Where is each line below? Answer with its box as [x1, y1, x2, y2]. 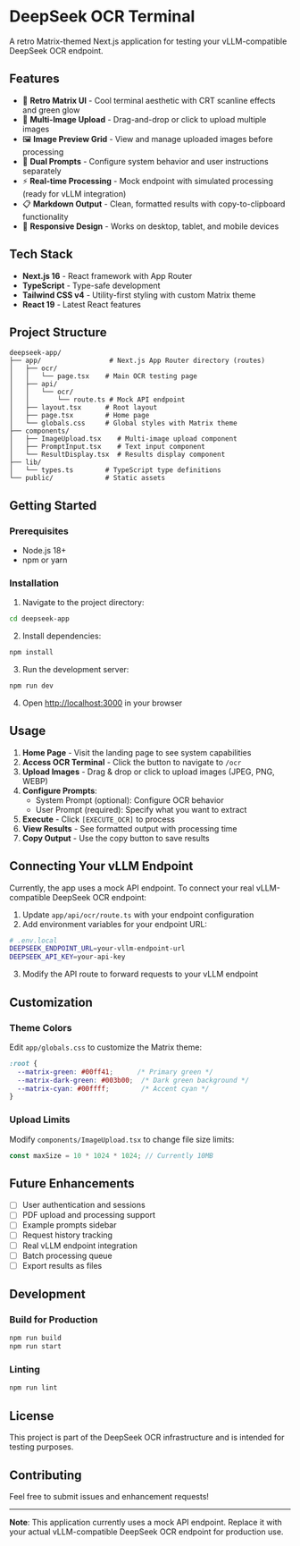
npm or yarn [21, 554, 68, 565]
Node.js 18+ [21, 545, 67, 556]
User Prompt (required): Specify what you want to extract [35, 804, 247, 815]
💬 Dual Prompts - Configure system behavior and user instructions [21, 156, 270, 166]
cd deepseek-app [9, 614, 70, 623]
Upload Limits [9, 1113, 71, 1126]
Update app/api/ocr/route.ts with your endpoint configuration [21, 909, 254, 920]
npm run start [9, 1342, 62, 1351]
